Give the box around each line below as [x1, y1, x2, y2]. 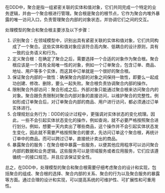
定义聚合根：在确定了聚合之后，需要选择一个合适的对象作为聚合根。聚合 [12, 56, 159, 61]
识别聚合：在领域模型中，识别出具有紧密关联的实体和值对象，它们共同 [12, 37, 155, 43]
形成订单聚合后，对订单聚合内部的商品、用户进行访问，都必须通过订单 [16, 99, 159, 105]
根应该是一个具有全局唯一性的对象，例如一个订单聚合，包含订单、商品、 [12, 62, 159, 68]
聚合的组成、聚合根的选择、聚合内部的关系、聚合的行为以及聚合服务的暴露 [9, 171, 160, 176]
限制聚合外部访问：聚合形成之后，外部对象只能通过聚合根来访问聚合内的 [12, 86, 159, 92]
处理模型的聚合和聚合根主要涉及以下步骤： [5, 27, 91, 33]
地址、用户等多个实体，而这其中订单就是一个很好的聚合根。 [12, 68, 133, 74]
